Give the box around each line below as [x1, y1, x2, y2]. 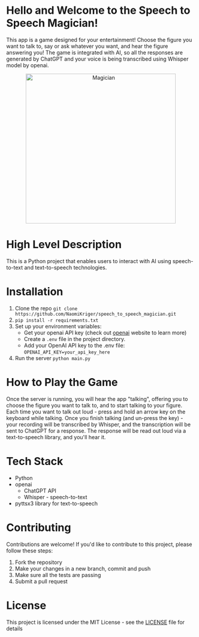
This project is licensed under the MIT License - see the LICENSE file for [6, 618, 185, 626]
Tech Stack [6, 454, 64, 468]
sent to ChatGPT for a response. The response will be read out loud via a [6, 427, 186, 434]
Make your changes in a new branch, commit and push [14, 564, 151, 572]
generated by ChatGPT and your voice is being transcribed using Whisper [6, 55, 189, 62]
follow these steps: [6, 547, 53, 554]
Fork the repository [14, 558, 63, 566]
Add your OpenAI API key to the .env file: [23, 342, 125, 349]
